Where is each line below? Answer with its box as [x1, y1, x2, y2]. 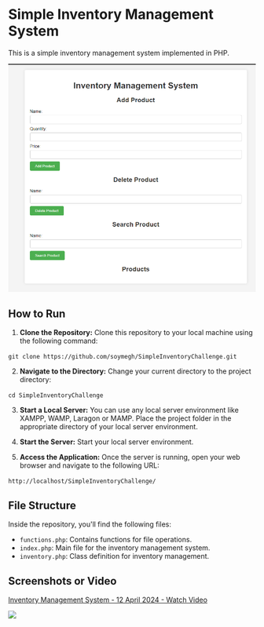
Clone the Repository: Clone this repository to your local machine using [19, 328, 253, 337]
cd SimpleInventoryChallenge [8, 392, 104, 399]
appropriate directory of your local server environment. [19, 422, 198, 432]
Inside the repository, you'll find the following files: [8, 519, 171, 529]
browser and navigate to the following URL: [19, 461, 159, 470]
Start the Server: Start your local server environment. [19, 437, 194, 447]
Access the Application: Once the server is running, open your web [19, 453, 241, 462]
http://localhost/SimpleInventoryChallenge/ [8, 477, 156, 486]
